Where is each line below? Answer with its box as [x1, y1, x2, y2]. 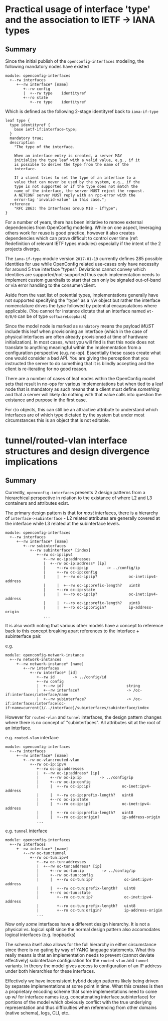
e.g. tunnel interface [5, 828, 48, 834]
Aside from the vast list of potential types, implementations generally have [5, 292, 159, 298]
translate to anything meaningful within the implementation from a [5, 345, 141, 350]
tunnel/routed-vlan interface [5, 435, 127, 446]
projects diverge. [5, 246, 40, 252]
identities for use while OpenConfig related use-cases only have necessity [5, 261, 159, 267]
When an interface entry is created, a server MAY [14, 153, 122, 158]
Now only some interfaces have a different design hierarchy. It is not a [5, 921, 150, 927]
